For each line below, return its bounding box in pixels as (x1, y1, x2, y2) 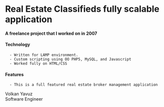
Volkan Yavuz (5, 91, 33, 97)
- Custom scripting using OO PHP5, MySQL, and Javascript (9, 56, 132, 62)
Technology (5, 42, 31, 48)
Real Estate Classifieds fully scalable (5, 3, 160, 15)
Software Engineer (5, 96, 43, 102)
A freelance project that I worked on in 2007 (5, 30, 97, 36)
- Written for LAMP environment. (9, 53, 79, 57)
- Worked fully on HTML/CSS (9, 61, 68, 66)
